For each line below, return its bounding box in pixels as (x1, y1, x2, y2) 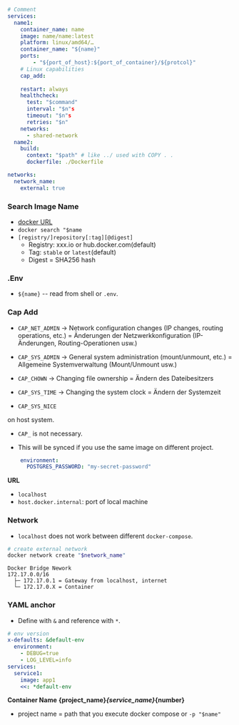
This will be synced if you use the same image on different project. (17, 443, 214, 451)
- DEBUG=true (20, 650, 59, 657)
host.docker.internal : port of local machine (17, 498, 148, 506)
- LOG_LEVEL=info (20, 657, 72, 664)
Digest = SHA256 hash (28, 255, 96, 264)
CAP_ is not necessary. (17, 429, 83, 438)
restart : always (20, 86, 69, 93)
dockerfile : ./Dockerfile (26, 158, 103, 166)
